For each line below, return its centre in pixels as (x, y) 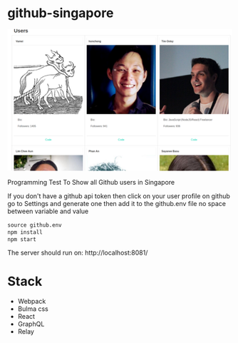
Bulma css (33, 309)
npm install (25, 232)
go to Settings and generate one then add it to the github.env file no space (117, 203)
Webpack (32, 301)
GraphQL (31, 324)
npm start (22, 239)
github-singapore (61, 13)
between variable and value (48, 211)
